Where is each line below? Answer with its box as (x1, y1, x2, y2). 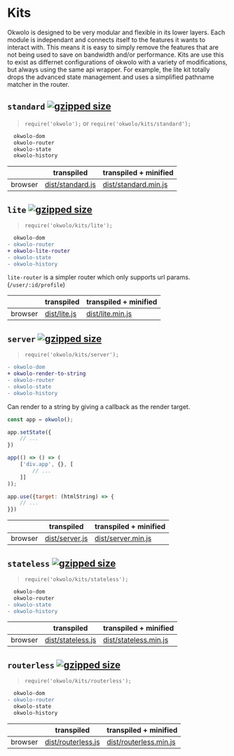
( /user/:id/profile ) (7, 280, 65, 289)
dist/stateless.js (44, 635, 97, 645)
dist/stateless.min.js (102, 635, 169, 645)
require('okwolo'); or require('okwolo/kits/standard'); (24, 119, 191, 128)
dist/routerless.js (44, 737, 100, 747)
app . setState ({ (7, 429, 52, 436)
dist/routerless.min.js (106, 737, 177, 747)
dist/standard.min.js (102, 180, 168, 190)
